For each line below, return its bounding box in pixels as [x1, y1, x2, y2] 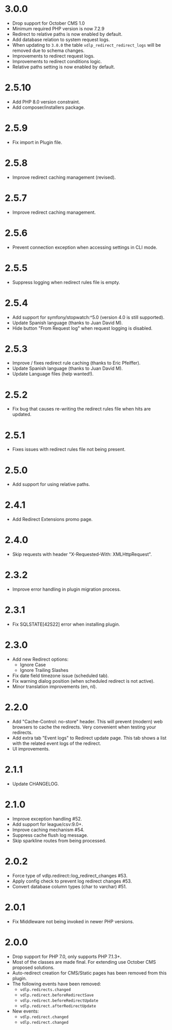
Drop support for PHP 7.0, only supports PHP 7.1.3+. [12, 953, 122, 960]
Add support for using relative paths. [12, 481, 90, 488]
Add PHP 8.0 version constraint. [12, 99, 81, 105]
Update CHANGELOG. [12, 780, 60, 786]
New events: [12, 1008, 39, 1014]
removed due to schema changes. [12, 47, 85, 53]
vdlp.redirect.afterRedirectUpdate [20, 1003, 96, 1008]
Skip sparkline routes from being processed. [12, 837, 106, 844]
